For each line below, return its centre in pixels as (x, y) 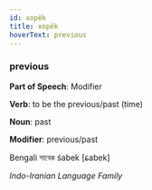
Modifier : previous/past (54, 139)
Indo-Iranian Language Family (66, 175)
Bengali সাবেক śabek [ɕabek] (60, 157)
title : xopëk (34, 26)
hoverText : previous (48, 35)
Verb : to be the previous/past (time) (76, 104)
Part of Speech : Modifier (56, 86)
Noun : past (30, 121)
